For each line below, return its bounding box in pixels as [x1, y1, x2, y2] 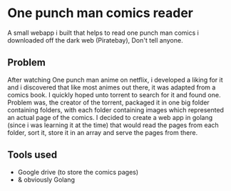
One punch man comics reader [7, 5, 194, 21]
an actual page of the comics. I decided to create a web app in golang [7, 113, 212, 121]
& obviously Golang [17, 175, 75, 184]
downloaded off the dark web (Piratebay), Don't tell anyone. [7, 36, 183, 44]
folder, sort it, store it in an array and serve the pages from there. [7, 128, 198, 136]
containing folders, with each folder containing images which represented [7, 105, 225, 114]
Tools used [7, 149, 58, 161]
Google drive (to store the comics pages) [17, 168, 139, 176]
